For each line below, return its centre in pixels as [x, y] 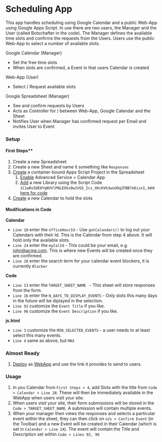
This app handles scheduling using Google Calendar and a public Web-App [81, 23]
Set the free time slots [35, 62]
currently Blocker [30, 266]
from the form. [27, 291]
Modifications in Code [29, 209]
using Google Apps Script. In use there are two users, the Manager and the [81, 27]
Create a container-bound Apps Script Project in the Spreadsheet [79, 172]
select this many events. [37, 335]
